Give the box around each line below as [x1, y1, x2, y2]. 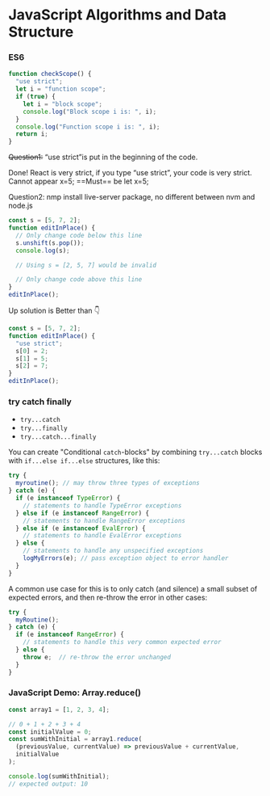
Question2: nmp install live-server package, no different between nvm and [8, 192, 255, 202]
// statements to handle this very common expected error [23, 638, 222, 646]
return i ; [15, 130, 48, 138]
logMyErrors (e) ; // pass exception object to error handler [23, 554, 229, 562]
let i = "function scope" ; [15, 85, 106, 94]
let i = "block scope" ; [23, 99, 103, 108]
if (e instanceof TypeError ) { [15, 495, 121, 503]
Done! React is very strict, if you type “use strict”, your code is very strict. [8, 168, 252, 178]
